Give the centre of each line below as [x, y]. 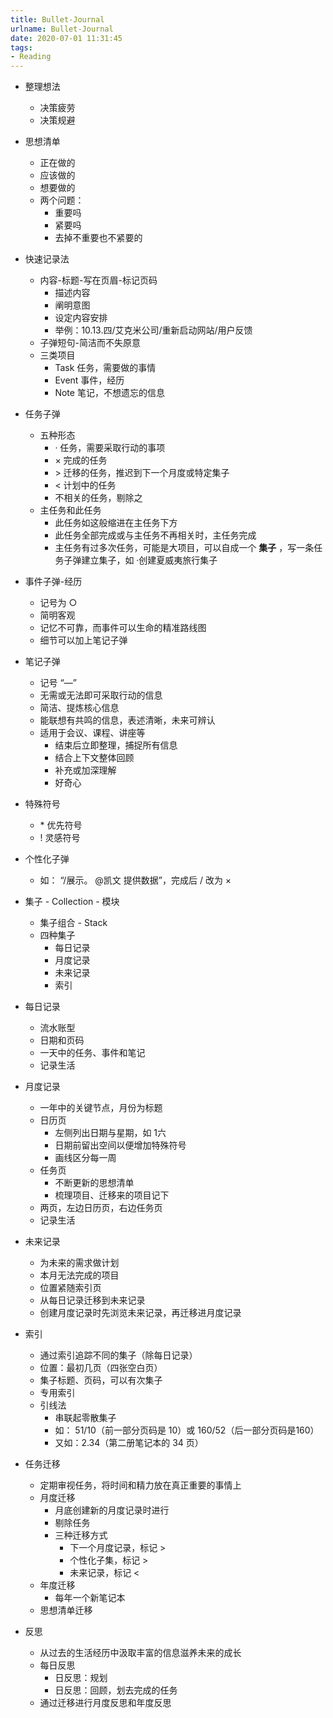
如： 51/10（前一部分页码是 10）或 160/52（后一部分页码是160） [187, 1430]
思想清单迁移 [66, 1610]
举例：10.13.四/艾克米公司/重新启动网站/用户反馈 [153, 330]
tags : [21, 47]
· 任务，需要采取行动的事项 [110, 448]
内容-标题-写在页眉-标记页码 [98, 280]
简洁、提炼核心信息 [79, 708]
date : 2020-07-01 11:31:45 [66, 38]
